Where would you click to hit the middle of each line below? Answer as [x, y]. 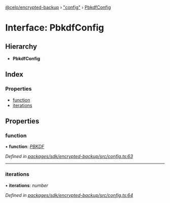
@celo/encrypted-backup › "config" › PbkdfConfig [58, 7]
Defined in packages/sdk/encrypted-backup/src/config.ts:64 [69, 195]
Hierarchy [21, 46]
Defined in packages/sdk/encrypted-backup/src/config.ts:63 [69, 156]
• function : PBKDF [25, 147]
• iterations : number [27, 185]
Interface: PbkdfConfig [55, 28]
